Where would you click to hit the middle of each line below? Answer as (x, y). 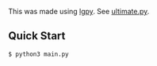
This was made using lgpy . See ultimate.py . (79, 11)
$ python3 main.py (38, 54)
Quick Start (37, 36)
